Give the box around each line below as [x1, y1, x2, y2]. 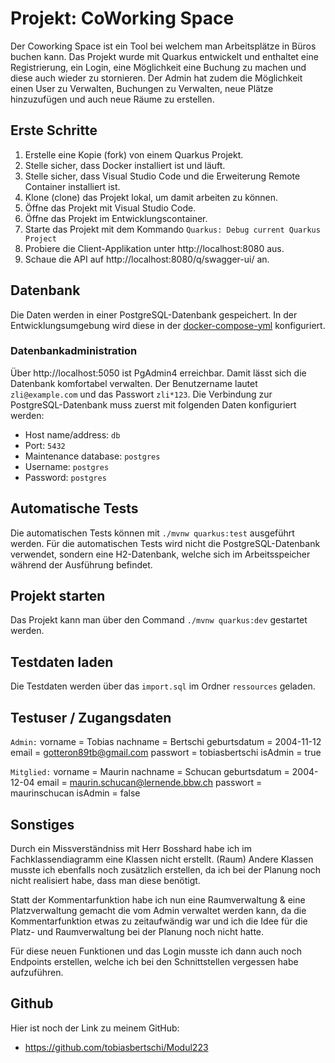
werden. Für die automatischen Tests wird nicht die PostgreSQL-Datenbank [10, 537, 321, 549]
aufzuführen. [10, 966, 64, 978]
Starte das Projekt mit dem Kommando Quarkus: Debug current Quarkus [24, 223, 321, 235]
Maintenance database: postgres [24, 450, 161, 462]
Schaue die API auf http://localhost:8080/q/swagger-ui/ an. [24, 253, 270, 265]
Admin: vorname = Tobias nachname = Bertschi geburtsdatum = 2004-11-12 [10, 736, 322, 748]
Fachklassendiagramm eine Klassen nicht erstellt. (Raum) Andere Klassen [10, 853, 314, 865]
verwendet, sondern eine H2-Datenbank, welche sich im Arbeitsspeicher [10, 548, 311, 560]
